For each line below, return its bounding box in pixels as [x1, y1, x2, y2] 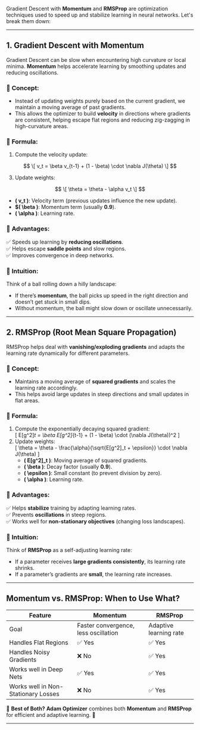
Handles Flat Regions [9, 638, 68, 647]
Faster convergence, [77, 621, 135, 629]
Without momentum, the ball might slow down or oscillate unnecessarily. [14, 305, 193, 311]
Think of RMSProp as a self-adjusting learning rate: [6, 547, 132, 553]
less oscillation [77, 628, 118, 637]
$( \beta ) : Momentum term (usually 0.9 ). [14, 204, 116, 211]
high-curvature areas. [14, 123, 68, 130]
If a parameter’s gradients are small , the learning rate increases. [14, 571, 173, 578]
